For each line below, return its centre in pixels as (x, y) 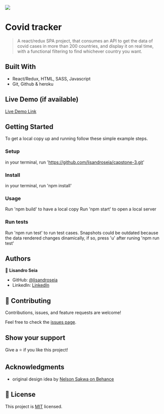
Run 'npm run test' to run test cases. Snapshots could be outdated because (82, 233)
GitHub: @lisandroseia (35, 280)
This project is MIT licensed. (34, 406)
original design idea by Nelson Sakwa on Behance (63, 379)
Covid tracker (33, 27)
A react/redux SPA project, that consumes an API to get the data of (85, 41)
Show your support (35, 338)
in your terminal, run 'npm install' (38, 185)
